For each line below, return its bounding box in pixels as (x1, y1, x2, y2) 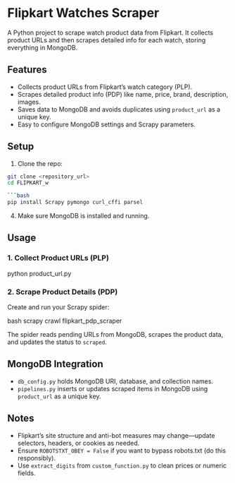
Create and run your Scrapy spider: (7, 303, 110, 311)
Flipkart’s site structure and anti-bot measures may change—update (17, 431, 215, 439)
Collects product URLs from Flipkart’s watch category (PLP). (17, 83, 193, 91)
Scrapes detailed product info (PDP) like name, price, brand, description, (17, 90, 229, 98)
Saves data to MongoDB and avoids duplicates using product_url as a (17, 105, 220, 114)
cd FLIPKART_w (7, 179, 49, 186)
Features (7, 64, 47, 76)
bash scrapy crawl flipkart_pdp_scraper (7, 316, 122, 326)
